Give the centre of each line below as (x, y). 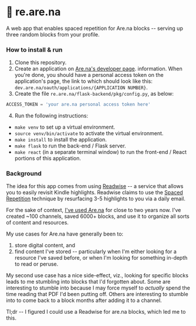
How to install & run (34, 49)
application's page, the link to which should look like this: (83, 81)
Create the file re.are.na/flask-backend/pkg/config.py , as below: (94, 94)
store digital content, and (45, 246)
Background (24, 174)
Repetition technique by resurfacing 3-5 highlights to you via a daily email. (96, 199)
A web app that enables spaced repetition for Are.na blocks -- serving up (94, 28)
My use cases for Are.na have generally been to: (65, 234)
